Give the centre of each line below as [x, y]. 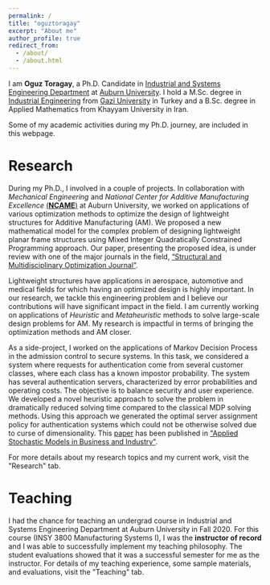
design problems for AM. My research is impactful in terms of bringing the [131, 323]
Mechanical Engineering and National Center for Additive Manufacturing [129, 196]
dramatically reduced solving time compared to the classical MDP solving [130, 407]
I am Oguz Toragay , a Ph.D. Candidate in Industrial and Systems [115, 83]
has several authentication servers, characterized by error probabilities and [133, 381]
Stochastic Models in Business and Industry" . [83, 441]
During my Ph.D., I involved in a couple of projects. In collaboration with [127, 188]
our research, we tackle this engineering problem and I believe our [118, 298]
